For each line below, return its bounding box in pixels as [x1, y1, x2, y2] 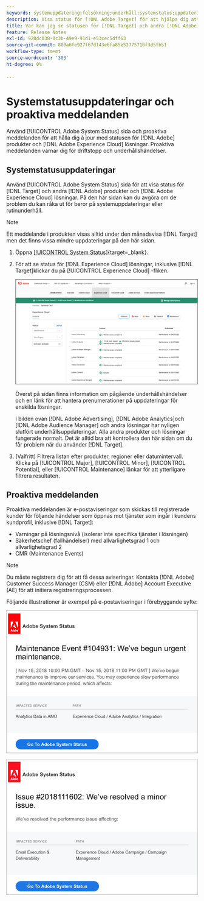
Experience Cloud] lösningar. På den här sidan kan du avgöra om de [6, 194, 177, 201]
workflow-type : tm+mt [6, 49, 61, 55]
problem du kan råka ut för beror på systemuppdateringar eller [6, 200, 163, 208]
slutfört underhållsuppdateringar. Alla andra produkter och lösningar [15, 428, 186, 435]
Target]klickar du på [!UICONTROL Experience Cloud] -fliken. [15, 267, 169, 274]
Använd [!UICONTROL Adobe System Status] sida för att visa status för [6, 181, 185, 188]
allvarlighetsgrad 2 [15, 543, 63, 551]
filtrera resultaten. [15, 472, 60, 479]
